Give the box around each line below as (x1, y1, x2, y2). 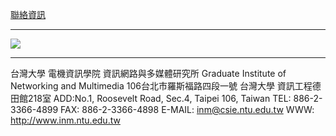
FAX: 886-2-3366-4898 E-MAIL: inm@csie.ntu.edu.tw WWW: (60, 104, 315, 115)
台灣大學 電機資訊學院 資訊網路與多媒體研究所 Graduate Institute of (10, 68, 287, 79)
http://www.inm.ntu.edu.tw (10, 114, 121, 126)
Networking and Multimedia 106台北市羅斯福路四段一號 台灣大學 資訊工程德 (10, 80, 322, 92)
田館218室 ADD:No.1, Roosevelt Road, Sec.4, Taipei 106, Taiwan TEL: (10, 93, 292, 104)
